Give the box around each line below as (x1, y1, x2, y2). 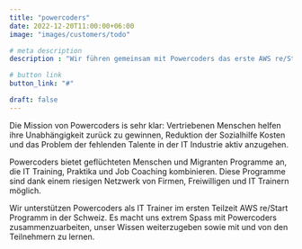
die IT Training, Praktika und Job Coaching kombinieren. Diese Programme (9, 165, 286, 176)
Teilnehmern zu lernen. (9, 231, 95, 242)
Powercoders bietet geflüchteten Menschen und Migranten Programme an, (9, 156, 288, 167)
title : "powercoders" (9, 13, 91, 22)
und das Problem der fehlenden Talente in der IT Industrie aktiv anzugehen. (9, 138, 289, 149)
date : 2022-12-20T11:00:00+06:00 (9, 22, 135, 31)
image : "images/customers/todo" (9, 30, 130, 39)
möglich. (9, 185, 42, 196)
